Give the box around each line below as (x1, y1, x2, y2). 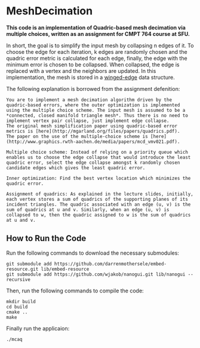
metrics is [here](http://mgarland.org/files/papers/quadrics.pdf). (6, 128, 180, 134)
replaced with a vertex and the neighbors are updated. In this (6, 67, 156, 74)
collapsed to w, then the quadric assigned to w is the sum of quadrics (6, 212, 191, 218)
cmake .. (6, 309, 28, 315)
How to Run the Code (6, 233, 87, 243)
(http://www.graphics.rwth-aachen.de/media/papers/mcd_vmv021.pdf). (6, 139, 180, 145)
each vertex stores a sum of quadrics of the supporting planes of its (6, 196, 188, 202)
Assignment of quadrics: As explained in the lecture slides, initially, (6, 191, 194, 197)
